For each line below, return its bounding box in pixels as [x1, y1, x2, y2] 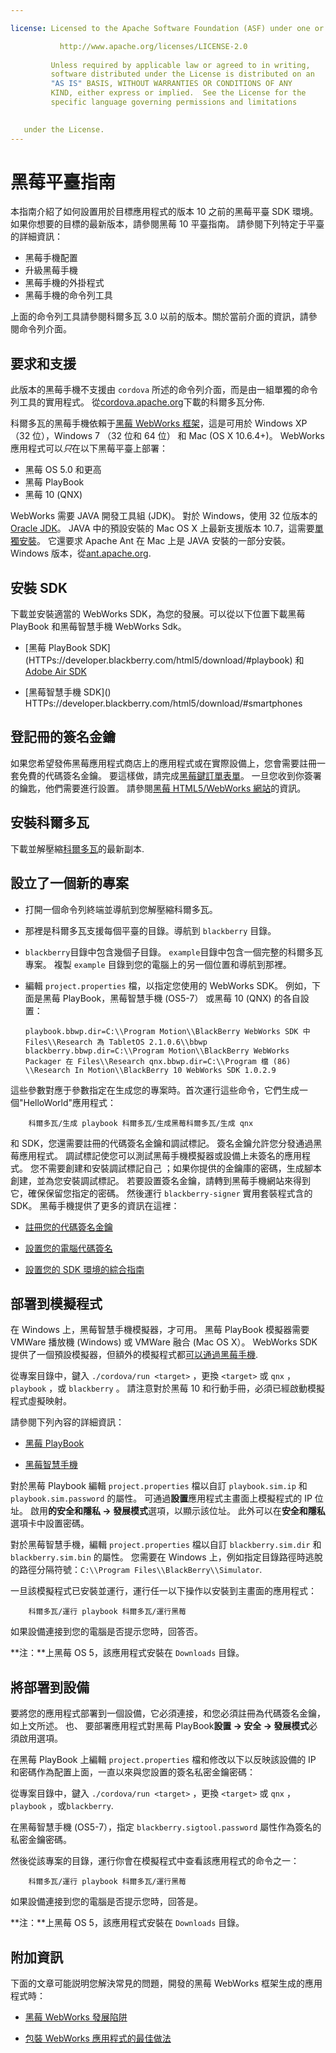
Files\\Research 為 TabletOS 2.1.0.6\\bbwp [24, 1037, 208, 1047]
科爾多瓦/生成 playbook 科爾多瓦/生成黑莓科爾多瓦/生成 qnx [28, 1118, 254, 1128]
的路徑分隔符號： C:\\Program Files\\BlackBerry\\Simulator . [10, 1564, 263, 1576]
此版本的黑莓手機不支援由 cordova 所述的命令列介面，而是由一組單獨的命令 [10, 384, 318, 396]
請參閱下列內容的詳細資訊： [10, 1416, 125, 1428]
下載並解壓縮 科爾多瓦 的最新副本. [10, 842, 145, 855]
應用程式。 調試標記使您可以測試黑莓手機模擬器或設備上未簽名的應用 [18, 1149, 302, 1161]
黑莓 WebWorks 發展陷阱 [24, 2011, 128, 2023]
